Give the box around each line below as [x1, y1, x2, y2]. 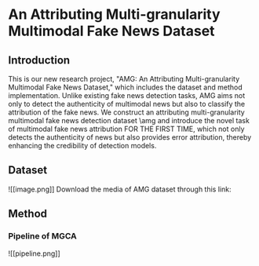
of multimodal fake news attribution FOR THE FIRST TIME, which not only [8, 124, 245, 133]
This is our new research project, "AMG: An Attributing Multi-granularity [8, 75, 240, 83]
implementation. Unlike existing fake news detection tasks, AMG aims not [8, 91, 246, 100]
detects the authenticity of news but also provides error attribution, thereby [8, 133, 252, 142]
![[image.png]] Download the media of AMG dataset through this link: [8, 184, 232, 194]
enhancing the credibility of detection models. [8, 141, 157, 150]
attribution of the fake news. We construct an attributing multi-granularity [8, 107, 245, 117]
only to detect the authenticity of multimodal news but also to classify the [8, 100, 246, 108]
